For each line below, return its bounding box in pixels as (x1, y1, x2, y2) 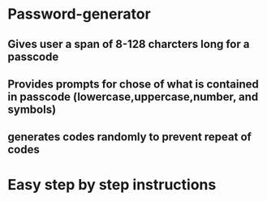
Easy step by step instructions (7, 175, 217, 194)
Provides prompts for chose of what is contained (7, 77, 259, 91)
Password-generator (7, 5, 151, 24)
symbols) (7, 102, 57, 116)
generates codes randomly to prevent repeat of (7, 130, 252, 144)
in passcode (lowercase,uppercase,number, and (7, 90, 259, 104)
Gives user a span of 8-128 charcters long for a (7, 37, 250, 51)
